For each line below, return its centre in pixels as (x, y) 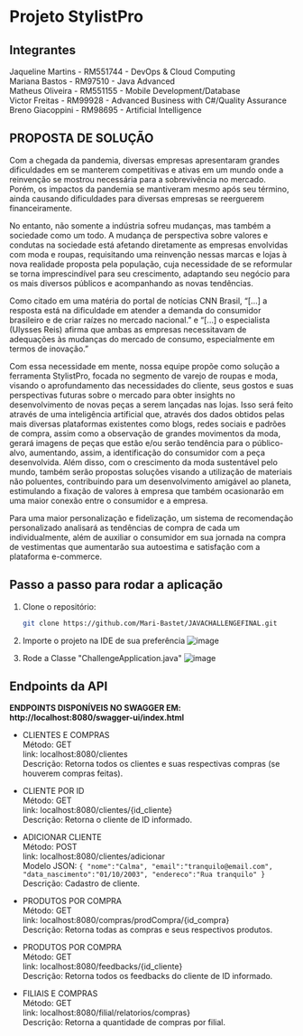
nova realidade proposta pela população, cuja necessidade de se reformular (151, 264)
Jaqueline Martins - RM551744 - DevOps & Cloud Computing (123, 71)
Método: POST (50, 847)
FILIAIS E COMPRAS (60, 994)
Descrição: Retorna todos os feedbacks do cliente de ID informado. (147, 976)
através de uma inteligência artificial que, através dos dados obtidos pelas (147, 414)
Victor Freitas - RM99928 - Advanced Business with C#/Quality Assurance (148, 100)
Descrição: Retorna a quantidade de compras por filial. (124, 1022)
